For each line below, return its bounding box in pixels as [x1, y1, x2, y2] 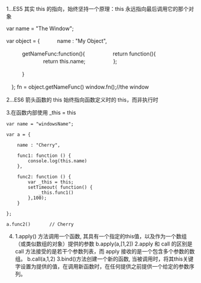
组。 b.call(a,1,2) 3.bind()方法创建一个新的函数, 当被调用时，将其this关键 [14, 255, 194, 262]
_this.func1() [38, 189, 74, 196]
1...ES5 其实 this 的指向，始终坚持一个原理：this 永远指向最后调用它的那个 [6, 5, 189, 12]
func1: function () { [17, 153, 71, 159]
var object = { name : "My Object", [6, 37, 107, 44]
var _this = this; [28, 179, 74, 185]
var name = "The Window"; [6, 25, 74, 32]
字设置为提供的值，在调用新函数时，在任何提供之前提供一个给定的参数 [14, 263, 190, 270]
